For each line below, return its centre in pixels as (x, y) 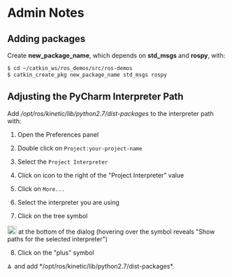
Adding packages (46, 39)
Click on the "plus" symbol (56, 253)
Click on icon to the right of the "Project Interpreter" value (101, 175)
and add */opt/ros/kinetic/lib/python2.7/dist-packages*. (94, 266)
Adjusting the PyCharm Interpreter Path (95, 97)
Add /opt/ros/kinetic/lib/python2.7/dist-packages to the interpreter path (111, 113)
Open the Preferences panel (58, 134)
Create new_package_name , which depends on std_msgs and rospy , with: (116, 55)
